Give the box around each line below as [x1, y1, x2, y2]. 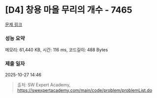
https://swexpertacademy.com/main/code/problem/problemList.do [17, 87, 153, 93]
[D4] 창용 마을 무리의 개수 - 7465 [5, 4, 132, 16]
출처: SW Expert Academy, [17, 81, 71, 88]
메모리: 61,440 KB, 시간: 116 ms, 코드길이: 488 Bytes [5, 47, 108, 53]
